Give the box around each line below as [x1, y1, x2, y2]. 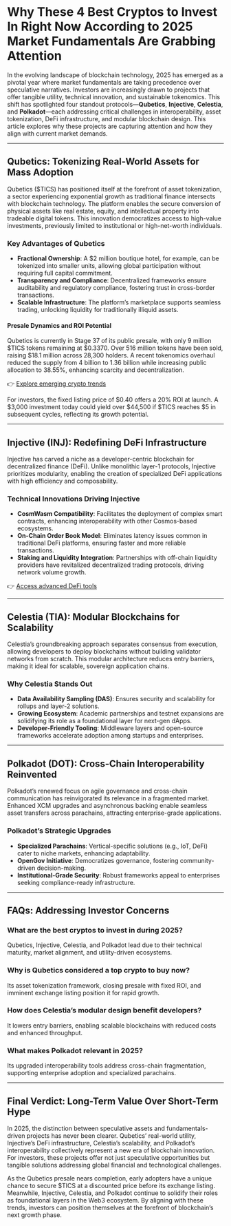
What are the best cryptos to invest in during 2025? [7, 925, 184, 935]
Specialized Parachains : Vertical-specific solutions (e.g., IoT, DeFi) [16, 842, 208, 850]
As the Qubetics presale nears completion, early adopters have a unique [7, 1174, 212, 1182]
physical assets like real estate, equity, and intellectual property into [7, 207, 199, 215]
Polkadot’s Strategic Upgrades [7, 826, 111, 835]
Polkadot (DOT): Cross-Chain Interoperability [7, 758, 205, 769]
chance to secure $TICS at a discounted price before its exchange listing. [7, 1181, 215, 1189]
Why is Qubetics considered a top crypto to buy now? [7, 966, 190, 975]
